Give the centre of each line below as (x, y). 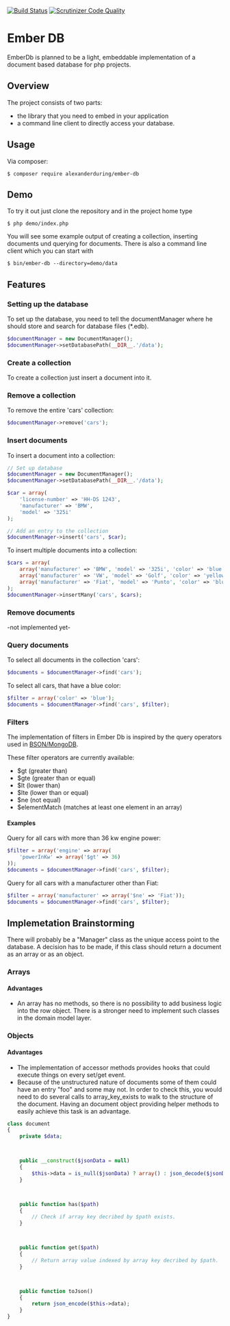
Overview (28, 86)
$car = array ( (27, 493)
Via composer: (28, 161)
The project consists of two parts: (55, 102)
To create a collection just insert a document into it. (79, 378)
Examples (22, 823)
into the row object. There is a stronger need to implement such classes (118, 1011)
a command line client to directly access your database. (96, 123)
